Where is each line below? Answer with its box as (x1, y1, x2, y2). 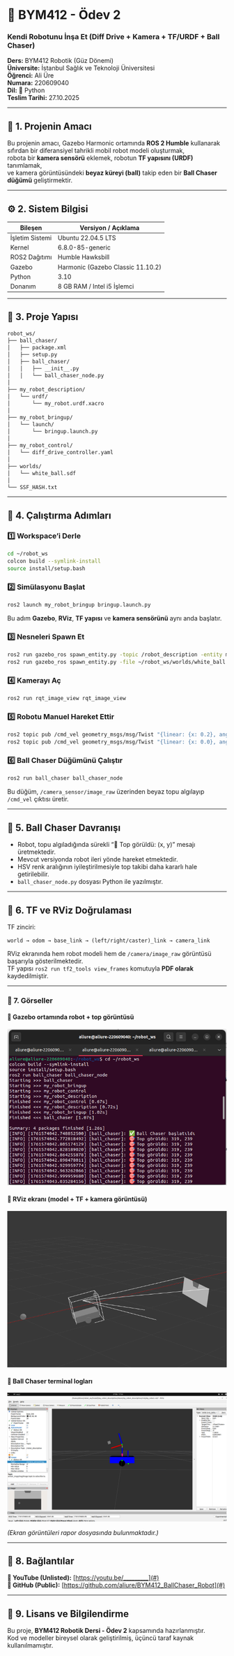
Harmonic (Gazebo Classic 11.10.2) (58, 263, 162, 271)
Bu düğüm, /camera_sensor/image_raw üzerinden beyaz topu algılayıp (7, 787, 205, 796)
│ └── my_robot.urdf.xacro (7, 400, 104, 407)
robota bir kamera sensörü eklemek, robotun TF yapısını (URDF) (7, 154, 194, 162)
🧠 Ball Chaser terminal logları (7, 1377, 93, 1385)
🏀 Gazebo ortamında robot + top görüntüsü (7, 1013, 134, 1022)
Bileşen (19, 224, 42, 232)
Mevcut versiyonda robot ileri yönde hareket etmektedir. (17, 855, 178, 864)
